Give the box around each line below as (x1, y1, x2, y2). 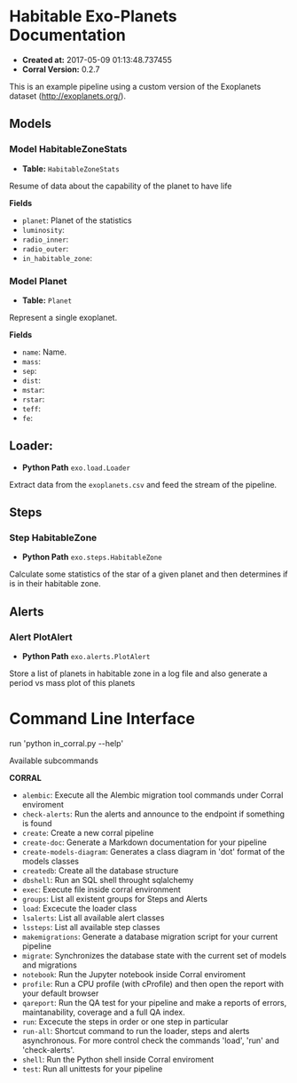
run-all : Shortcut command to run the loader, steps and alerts (21, 1026, 250, 1037)
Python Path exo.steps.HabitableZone (21, 552, 162, 562)
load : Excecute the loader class (21, 904, 137, 914)
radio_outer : (21, 243, 69, 254)
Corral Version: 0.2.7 (21, 64, 100, 75)
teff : (21, 402, 42, 414)
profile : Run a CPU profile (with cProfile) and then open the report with (21, 979, 284, 990)
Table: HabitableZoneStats (21, 163, 120, 174)
